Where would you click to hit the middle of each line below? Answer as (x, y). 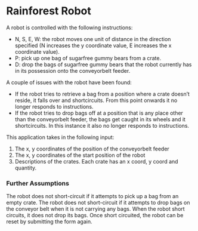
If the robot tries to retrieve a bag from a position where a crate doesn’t (102, 94)
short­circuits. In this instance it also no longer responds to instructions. (102, 125)
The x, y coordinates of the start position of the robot (80, 155)
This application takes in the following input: (60, 137)
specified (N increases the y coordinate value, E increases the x (93, 45)
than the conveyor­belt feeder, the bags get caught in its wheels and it (100, 119)
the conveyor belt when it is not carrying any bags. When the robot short (95, 209)
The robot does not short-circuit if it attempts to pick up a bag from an (92, 196)
